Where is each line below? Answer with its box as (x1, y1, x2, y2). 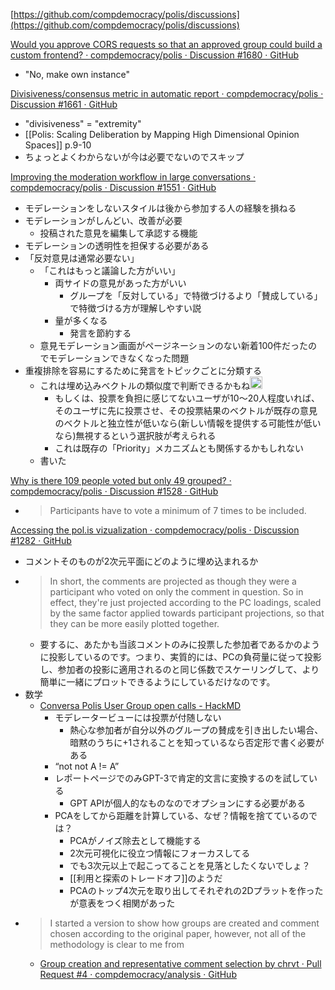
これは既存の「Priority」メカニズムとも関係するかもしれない (54, 442, 305, 454)
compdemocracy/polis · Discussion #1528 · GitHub (10, 485, 219, 497)
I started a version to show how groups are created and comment (49, 917, 320, 929)
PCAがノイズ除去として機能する (69, 834, 202, 846)
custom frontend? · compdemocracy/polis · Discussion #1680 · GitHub (10, 49, 299, 61)
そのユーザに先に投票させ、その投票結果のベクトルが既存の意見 (54, 404, 318, 416)
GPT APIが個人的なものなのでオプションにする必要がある (69, 797, 307, 809)
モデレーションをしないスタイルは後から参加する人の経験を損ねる (24, 202, 297, 214)
